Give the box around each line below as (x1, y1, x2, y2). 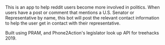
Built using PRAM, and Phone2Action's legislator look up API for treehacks (5, 30, 159, 35)
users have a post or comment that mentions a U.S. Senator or (5, 9, 134, 15)
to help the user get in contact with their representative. (5, 20, 121, 26)
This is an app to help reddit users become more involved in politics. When (5, 4, 160, 10)
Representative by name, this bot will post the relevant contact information (5, 15, 159, 20)
